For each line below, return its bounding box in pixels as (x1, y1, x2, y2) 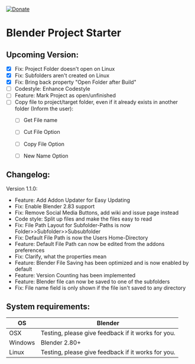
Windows (9, 339, 35, 347)
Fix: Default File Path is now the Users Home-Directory (14, 234, 148, 241)
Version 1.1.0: (6, 185, 38, 192)
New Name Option (23, 152, 69, 159)
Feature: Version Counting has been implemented (14, 272, 136, 279)
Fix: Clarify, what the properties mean (14, 253, 107, 260)
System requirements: (6, 301, 90, 311)
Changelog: (6, 170, 50, 180)
